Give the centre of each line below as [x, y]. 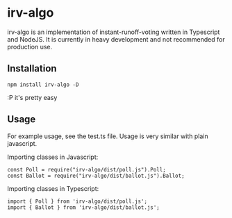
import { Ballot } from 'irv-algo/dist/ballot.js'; [83, 207]
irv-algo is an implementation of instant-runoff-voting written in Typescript [114, 32]
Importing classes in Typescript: [53, 188]
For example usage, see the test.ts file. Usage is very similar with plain [108, 136]
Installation [32, 68]
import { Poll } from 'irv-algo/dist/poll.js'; [77, 201]
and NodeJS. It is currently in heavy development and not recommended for [116, 39]
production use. [30, 47]
